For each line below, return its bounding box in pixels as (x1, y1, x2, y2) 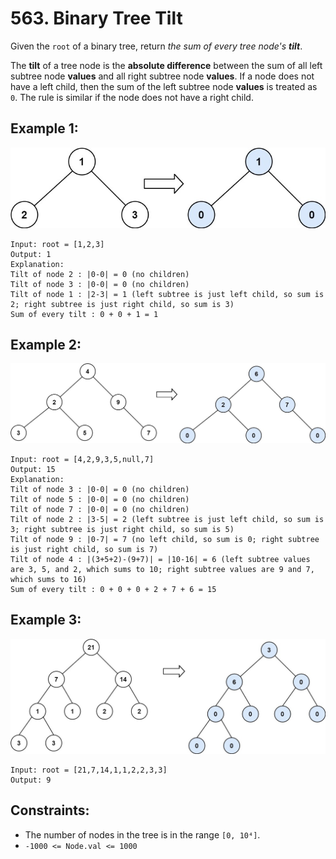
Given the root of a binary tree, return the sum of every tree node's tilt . (10, 40, 303, 52)
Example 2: (10, 336, 82, 353)
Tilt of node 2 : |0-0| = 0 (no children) (10, 269, 190, 279)
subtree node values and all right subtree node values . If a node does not (10, 70, 315, 82)
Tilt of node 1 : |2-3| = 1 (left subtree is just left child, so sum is (10, 289, 325, 299)
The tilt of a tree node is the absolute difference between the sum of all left (10, 59, 323, 71)
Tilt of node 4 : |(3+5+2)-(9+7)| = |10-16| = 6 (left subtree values (10, 554, 311, 564)
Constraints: (10, 802, 90, 819)
